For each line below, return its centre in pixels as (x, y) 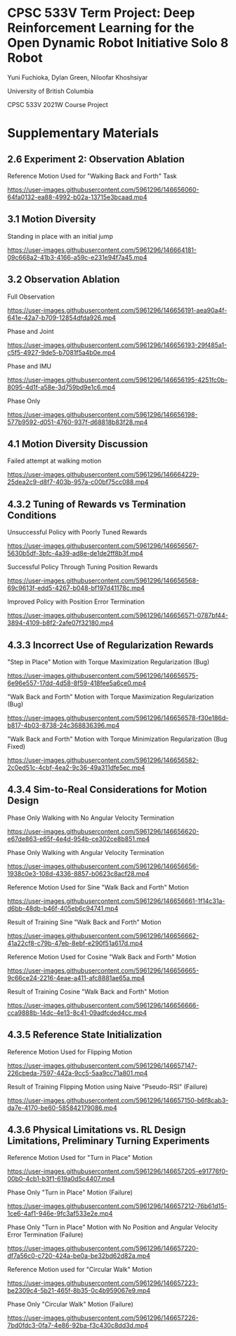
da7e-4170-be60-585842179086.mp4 (62, 1108)
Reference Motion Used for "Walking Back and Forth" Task (92, 176)
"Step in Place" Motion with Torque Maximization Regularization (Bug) (109, 662)
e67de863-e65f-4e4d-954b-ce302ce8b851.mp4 (79, 839)
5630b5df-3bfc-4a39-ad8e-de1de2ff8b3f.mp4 (76, 554)
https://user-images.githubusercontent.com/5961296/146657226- (103, 1318)
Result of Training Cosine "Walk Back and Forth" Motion (88, 992)
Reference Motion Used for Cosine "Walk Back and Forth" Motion (102, 956)
